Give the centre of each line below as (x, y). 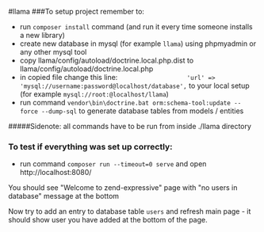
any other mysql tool (53, 52)
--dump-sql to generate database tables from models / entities (142, 111)
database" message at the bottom (64, 196)
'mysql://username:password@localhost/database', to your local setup (134, 86)
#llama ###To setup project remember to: (77, 11)
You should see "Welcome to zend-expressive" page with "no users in (123, 188)
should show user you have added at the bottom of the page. (108, 220)
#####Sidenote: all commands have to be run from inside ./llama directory (130, 126)
